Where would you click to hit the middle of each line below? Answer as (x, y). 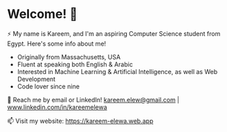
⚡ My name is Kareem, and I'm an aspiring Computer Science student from (114, 33)
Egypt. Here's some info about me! (57, 44)
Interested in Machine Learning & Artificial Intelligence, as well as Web (117, 71)
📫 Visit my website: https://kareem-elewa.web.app (80, 121)
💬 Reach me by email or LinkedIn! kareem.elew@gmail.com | (93, 100)
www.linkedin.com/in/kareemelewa (57, 107)
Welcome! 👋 (43, 14)
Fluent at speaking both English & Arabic (75, 64)
